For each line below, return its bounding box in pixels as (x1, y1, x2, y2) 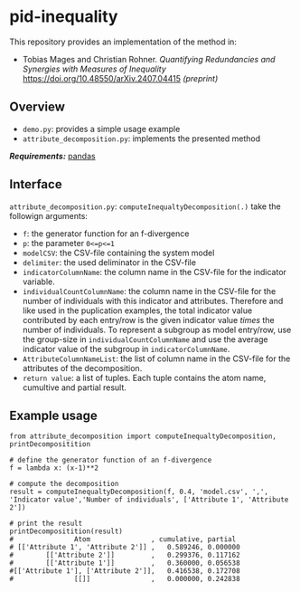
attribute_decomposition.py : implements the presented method (22, 133, 261, 144)
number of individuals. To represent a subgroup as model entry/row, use (22, 324, 292, 335)
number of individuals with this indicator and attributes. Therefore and (22, 295, 284, 306)
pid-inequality (9, 6, 118, 27)
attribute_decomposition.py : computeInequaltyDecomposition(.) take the (9, 201, 282, 212)
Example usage (9, 407, 98, 423)
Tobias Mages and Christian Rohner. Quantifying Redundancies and (22, 53, 276, 64)
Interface (9, 177, 62, 192)
